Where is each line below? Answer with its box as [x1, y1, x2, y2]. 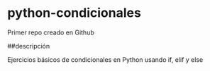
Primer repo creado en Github [7, 28, 94, 37]
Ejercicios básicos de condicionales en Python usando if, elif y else [7, 55, 204, 64]
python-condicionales [7, 5, 142, 21]
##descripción [7, 41, 50, 50]
